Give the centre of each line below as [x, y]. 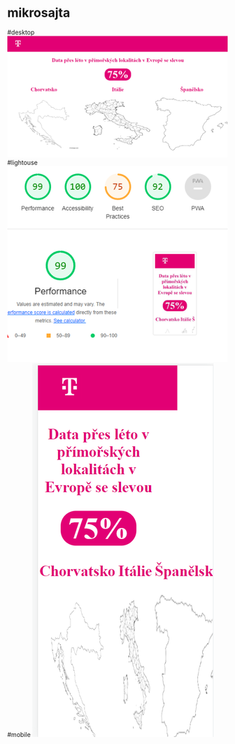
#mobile [19, 735]
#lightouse [23, 163]
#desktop [21, 32]
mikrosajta [39, 13]
